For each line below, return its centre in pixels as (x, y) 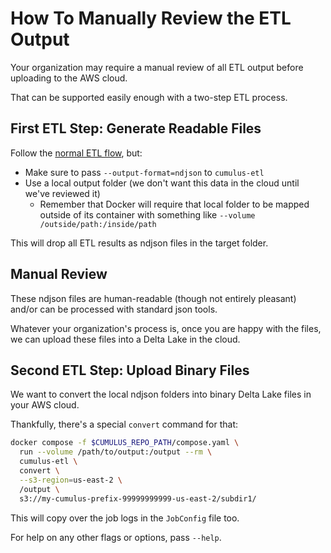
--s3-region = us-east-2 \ (71, 480)
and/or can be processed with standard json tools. (114, 309)
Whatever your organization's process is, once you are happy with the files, (166, 328)
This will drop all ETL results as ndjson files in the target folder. (139, 243)
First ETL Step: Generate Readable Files (136, 128)
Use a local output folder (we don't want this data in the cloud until (162, 183)
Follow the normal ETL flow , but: (76, 153)
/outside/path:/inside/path (98, 224)
